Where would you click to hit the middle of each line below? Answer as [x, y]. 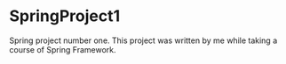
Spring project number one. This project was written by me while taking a [143, 40]
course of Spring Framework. [63, 49]
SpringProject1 [65, 16]
